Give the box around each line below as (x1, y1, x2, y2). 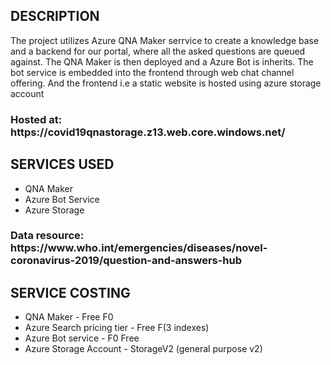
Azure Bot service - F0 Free (24, 332, 140, 344)
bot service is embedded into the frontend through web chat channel (10, 66, 295, 78)
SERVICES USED (10, 156, 115, 173)
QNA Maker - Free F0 (24, 311, 114, 323)
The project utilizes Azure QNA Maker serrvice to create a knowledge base (10, 34, 320, 46)
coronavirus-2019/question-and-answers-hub (10, 254, 243, 268)
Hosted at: (10, 112, 63, 126)
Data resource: (10, 229, 85, 243)
